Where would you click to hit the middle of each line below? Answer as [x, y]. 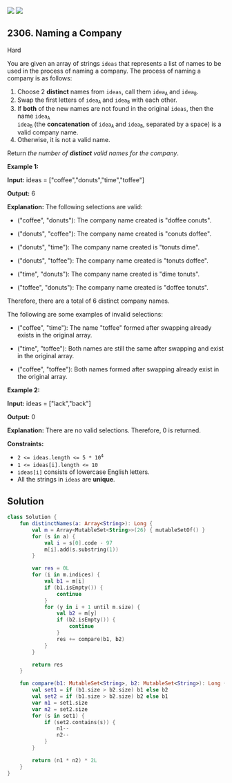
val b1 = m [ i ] [64, 581]
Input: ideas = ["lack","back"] [49, 404]
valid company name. [48, 132]
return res [48, 665]
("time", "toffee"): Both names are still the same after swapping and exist [120, 349]
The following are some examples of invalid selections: [85, 315]
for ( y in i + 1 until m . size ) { [92, 607]
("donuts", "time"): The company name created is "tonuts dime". [108, 247]
